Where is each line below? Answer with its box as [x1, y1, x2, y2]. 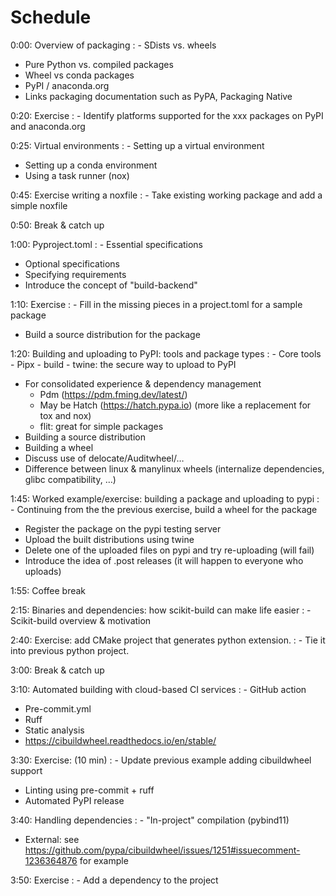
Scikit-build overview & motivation [10, 614, 152, 626]
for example [79, 854, 129, 866]
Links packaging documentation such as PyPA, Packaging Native [24, 90, 293, 102]
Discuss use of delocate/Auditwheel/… [24, 452, 185, 464]
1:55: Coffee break [10, 584, 87, 596]
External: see [24, 833, 80, 845]
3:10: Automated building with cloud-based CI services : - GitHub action [10, 683, 307, 695]
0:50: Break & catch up [10, 219, 105, 231]
